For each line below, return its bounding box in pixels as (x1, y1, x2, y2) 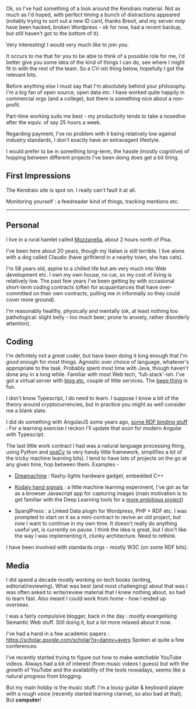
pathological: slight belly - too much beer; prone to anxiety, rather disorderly (6, 313, 190, 321)
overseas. (6, 601, 30, 608)
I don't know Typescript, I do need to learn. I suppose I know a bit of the (6, 395, 179, 402)
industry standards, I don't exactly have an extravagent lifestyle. (6, 137, 160, 143)
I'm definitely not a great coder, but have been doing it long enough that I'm (6, 352, 188, 359)
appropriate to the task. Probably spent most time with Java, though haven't (6, 364, 189, 371)
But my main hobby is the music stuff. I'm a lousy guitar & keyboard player (6, 684, 184, 691)
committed (6, 289, 32, 296)
